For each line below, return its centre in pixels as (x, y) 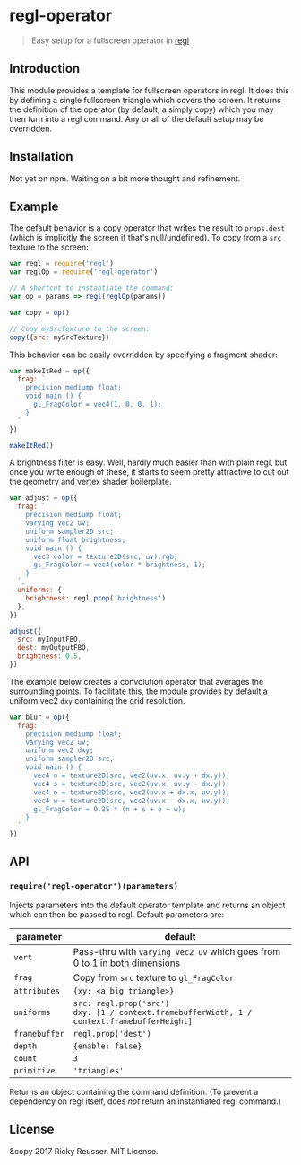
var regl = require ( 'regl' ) (62, 264)
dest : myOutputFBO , (54, 648)
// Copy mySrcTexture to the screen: (80, 328)
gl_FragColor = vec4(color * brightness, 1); (119, 565)
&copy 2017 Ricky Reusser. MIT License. (84, 1151)
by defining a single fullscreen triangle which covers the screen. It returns (146, 100)
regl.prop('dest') (112, 1034)
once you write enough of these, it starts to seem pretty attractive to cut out (149, 472)
